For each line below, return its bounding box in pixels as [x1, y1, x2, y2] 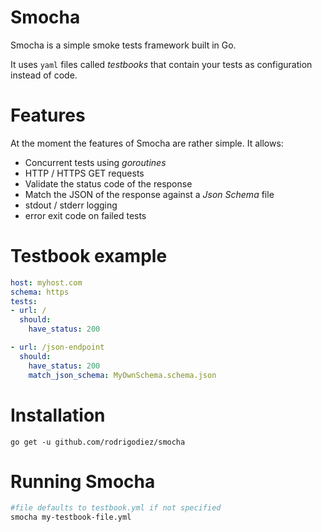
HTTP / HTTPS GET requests [24, 167, 145, 179]
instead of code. [10, 69, 78, 81]
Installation [10, 404, 106, 426]
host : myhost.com [10, 277, 83, 288]
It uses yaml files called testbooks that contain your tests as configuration [10, 58, 313, 70]
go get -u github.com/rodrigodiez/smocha [10, 437, 186, 447]
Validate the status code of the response [24, 177, 193, 190]
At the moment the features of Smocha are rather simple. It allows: [10, 137, 284, 149]
